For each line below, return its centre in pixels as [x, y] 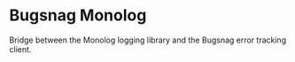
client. [20, 49]
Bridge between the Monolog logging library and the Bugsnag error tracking [147, 40]
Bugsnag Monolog [78, 15]
